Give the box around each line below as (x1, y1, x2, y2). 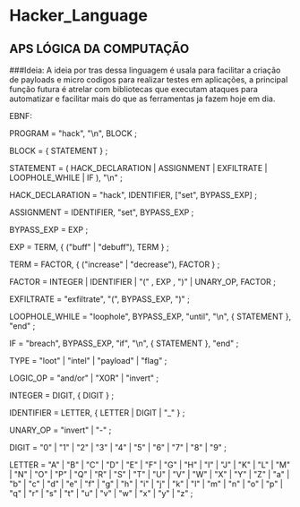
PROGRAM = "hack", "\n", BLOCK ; (9, 128, 137, 139)
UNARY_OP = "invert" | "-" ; (9, 425, 112, 435)
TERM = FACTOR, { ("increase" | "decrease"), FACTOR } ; (9, 259, 220, 270)
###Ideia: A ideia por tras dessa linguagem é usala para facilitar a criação (9, 64, 281, 75)
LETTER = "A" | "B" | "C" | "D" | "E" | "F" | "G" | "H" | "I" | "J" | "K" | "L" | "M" (9, 460, 291, 470)
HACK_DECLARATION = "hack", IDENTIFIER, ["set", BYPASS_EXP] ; (9, 190, 258, 200)
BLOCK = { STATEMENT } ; (9, 145, 108, 156)
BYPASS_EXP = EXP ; (9, 225, 89, 235)
